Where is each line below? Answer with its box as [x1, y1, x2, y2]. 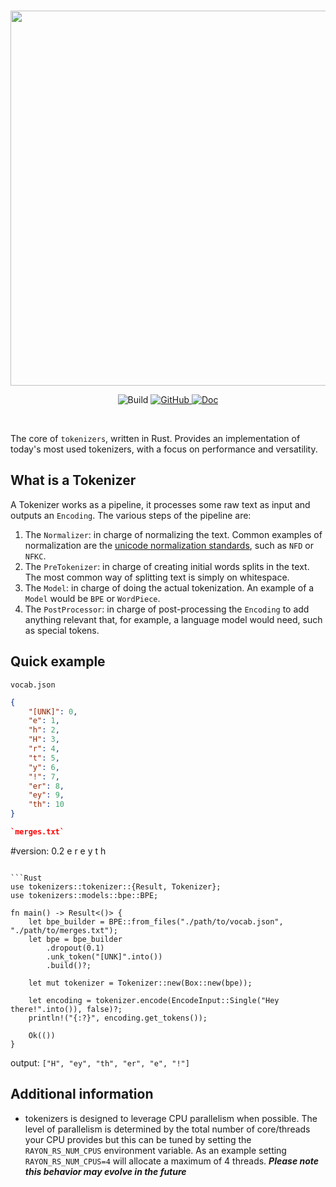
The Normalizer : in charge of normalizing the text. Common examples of [24, 528, 323, 540]
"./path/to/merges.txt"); [10, 925, 118, 935]
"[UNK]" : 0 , [28, 706, 78, 717]
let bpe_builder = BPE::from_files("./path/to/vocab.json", [28, 916, 284, 927]
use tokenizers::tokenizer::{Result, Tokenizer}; [10, 881, 222, 892]
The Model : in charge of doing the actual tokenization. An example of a [24, 581, 315, 594]
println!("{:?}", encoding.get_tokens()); [28, 1013, 208, 1023]
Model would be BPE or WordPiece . [24, 592, 161, 604]
